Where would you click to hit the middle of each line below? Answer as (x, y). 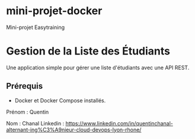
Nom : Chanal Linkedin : (35, 123)
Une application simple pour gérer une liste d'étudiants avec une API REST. (98, 67)
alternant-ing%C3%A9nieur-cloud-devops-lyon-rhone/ (74, 130)
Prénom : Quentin (28, 112)
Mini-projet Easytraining (36, 27)
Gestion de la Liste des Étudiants (88, 51)
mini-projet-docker (54, 11)
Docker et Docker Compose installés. (60, 100)
